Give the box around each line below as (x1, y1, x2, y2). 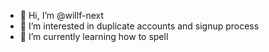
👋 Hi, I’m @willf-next (19, 10, 104, 21)
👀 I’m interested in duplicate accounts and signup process (19, 20, 260, 32)
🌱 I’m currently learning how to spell (19, 31, 169, 42)
